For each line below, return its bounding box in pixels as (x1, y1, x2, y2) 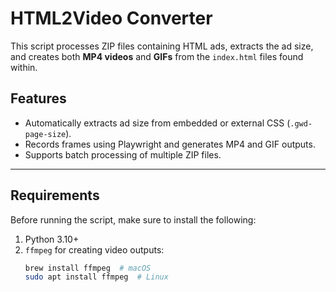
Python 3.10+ (24, 233, 80, 245)
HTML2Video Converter (10, 7, 213, 30)
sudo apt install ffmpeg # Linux (24, 272, 169, 282)
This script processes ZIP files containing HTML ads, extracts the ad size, (10, 40, 314, 52)
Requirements (10, 187, 100, 204)
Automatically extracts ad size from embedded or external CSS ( (24, 117, 291, 129)
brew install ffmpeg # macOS (24, 263, 152, 273)
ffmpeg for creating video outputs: (24, 243, 165, 256)
